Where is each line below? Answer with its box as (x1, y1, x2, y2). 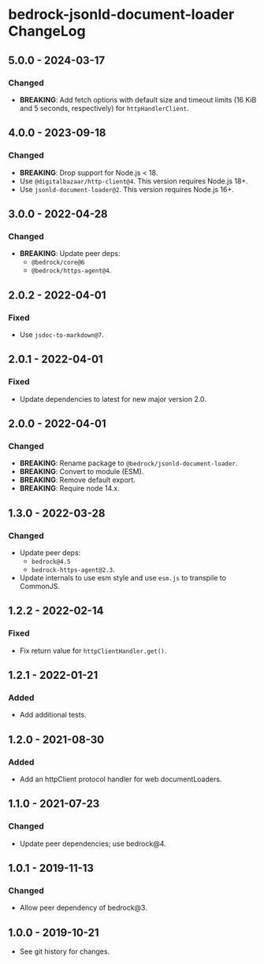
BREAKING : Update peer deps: (19, 249, 121, 258)
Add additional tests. (19, 710, 87, 720)
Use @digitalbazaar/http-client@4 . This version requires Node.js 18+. (19, 176, 248, 186)
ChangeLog (8, 22, 86, 40)
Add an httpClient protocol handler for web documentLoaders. (19, 774, 222, 784)
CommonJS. (19, 581, 61, 591)
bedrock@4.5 (31, 558, 71, 565)
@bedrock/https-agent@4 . (31, 265, 112, 275)
